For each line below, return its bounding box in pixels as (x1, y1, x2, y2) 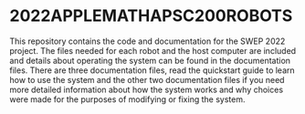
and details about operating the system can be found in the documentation (9, 55, 290, 66)
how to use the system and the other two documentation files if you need (9, 74, 285, 85)
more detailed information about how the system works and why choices (9, 84, 284, 95)
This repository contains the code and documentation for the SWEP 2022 (9, 36, 286, 47)
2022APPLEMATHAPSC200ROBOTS (9, 5, 293, 26)
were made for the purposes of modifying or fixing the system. (9, 93, 246, 105)
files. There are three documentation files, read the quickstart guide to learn (9, 65, 295, 76)
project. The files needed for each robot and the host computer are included (9, 45, 297, 56)
